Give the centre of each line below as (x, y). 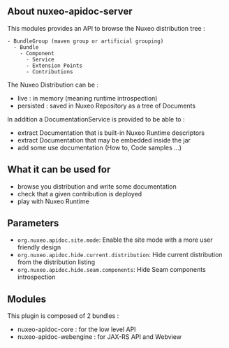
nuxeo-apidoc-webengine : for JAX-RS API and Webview (99, 337)
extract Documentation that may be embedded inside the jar (104, 140)
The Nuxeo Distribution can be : (53, 85)
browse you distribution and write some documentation (97, 186)
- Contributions (49, 72)
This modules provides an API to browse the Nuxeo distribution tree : (106, 28)
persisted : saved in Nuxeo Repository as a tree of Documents (106, 106)
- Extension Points (54, 66)
